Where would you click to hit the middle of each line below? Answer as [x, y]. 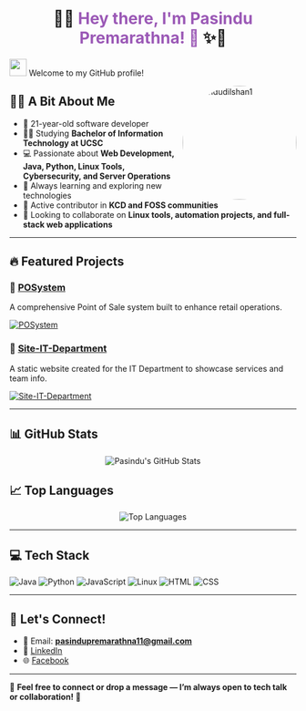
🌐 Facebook [46, 660]
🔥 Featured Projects [67, 262]
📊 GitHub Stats [54, 434]
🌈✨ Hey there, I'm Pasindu [153, 19]
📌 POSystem [38, 288]
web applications [79, 224]
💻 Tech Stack [50, 555]
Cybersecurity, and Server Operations [97, 176]
